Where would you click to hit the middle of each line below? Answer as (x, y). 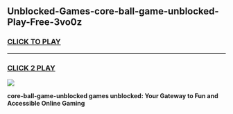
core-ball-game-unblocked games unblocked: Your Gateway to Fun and (113, 95)
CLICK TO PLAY (34, 42)
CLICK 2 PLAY (31, 68)
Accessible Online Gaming (46, 103)
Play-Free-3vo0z (45, 22)
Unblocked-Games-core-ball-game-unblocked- (113, 11)
